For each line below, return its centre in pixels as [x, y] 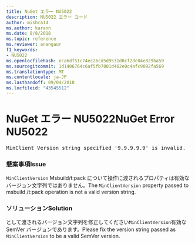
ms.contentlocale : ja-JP [36, 77]
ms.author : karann [28, 28]
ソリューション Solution [39, 208]
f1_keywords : [22, 50]
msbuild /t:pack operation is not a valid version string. [71, 192]
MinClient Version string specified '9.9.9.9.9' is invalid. [96, 148]
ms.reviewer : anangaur [34, 45]
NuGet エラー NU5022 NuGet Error [90, 119]
